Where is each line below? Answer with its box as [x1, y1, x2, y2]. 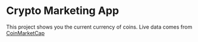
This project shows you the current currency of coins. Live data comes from [6, 23, 193, 30]
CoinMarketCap [6, 29, 45, 36]
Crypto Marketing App [6, 4, 120, 17]
